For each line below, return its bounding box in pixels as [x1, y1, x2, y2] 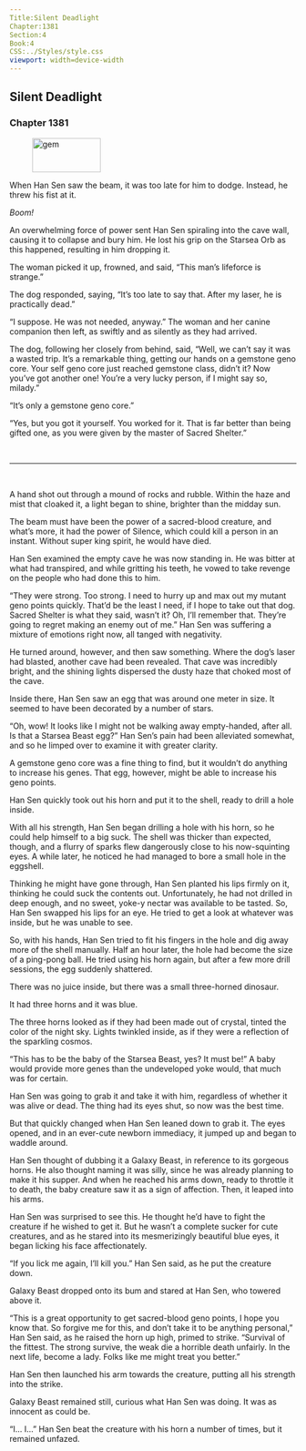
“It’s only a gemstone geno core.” [9, 400, 135, 411]
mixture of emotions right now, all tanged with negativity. [9, 628, 223, 639]
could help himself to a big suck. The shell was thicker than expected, [9, 831, 271, 843]
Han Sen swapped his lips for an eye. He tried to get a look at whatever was [9, 907, 294, 918]
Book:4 [9, 38, 35, 48]
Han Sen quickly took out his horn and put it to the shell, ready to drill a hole [9, 794, 294, 805]
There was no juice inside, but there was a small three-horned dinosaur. [9, 981, 280, 992]
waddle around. [9, 1137, 68, 1148]
